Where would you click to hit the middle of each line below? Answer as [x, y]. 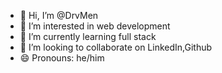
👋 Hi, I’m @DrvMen [59, 15]
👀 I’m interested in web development [95, 26]
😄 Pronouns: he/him [62, 58]
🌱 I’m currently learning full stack [88, 36]
